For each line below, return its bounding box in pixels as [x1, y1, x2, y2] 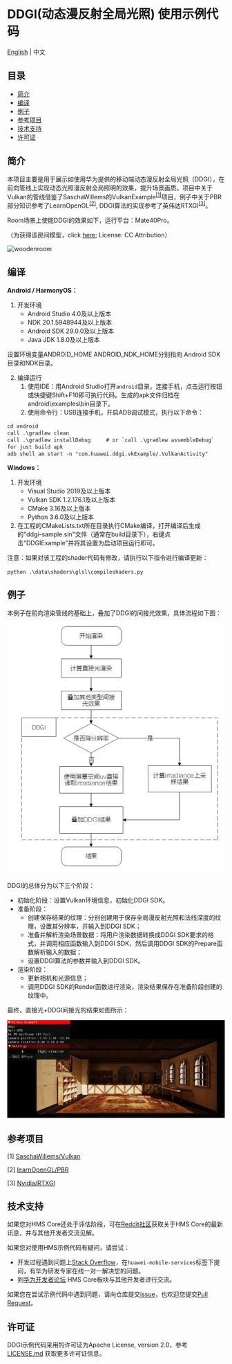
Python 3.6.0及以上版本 [27, 513, 95, 521]
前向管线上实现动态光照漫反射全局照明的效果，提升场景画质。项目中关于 [7, 183, 213, 192]
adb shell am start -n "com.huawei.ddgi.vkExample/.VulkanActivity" [7, 451, 209, 457]
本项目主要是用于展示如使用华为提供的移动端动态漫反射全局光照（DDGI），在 [7, 174, 225, 183]
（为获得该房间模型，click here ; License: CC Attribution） [7, 230, 171, 239]
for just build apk [7, 444, 64, 451]
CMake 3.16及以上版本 [27, 504, 91, 512]
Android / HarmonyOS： [7, 286, 78, 294]
